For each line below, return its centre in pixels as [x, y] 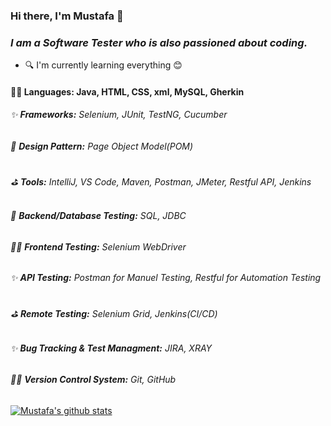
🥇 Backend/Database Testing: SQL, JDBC [98, 216]
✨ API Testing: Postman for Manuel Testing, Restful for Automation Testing [166, 278]
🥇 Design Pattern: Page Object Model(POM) [102, 146]
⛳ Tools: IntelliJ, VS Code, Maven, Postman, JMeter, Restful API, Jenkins [161, 181]
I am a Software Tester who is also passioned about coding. [159, 42]
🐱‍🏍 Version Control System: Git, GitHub [93, 380]
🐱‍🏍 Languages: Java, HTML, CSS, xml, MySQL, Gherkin [127, 91]
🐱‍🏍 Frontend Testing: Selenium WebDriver [98, 246]
